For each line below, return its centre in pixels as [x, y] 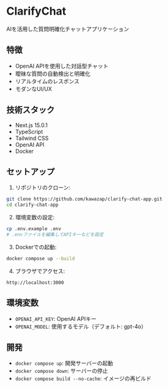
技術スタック [31, 110]
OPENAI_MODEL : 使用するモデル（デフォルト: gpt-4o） [81, 326]
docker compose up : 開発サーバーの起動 [64, 363]
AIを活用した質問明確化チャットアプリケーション [68, 29]
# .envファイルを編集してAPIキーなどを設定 [55, 235]
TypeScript [29, 131]
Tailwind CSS [32, 138]
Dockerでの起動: [36, 247]
